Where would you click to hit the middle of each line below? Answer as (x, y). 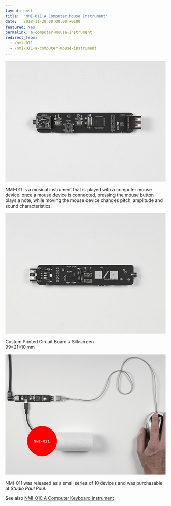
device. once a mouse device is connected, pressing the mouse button (80, 195)
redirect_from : (21, 38)
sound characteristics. (29, 206)
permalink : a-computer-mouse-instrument (49, 32)
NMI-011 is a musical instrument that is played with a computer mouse (79, 189)
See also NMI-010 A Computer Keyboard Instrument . (61, 498)
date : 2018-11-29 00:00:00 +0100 (43, 21)
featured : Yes (20, 27)
